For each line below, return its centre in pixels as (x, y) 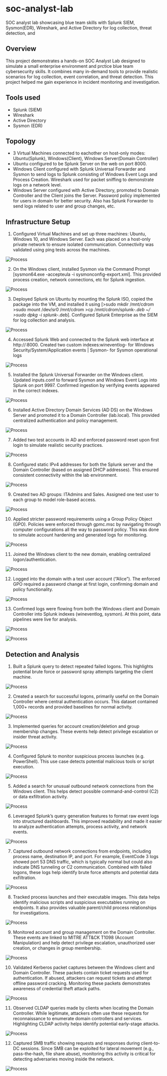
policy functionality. (33, 589)
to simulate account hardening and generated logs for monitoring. (80, 535)
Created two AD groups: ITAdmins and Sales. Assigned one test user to (86, 495)
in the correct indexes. (36, 391)
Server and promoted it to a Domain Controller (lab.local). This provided (86, 415)
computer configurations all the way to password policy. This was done (86, 530)
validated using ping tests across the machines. (62, 250)
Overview (21, 49)
